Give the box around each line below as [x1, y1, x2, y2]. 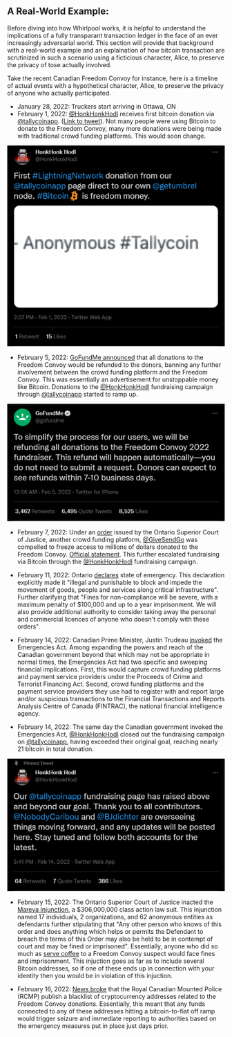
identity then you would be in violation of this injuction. [17, 971, 173, 980]
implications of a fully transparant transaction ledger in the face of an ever [7, 31, 219, 39]
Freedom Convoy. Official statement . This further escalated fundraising [17, 550, 220, 559]
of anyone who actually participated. [7, 89, 112, 97]
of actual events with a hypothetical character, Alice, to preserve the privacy [7, 81, 224, 89]
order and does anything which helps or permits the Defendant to [17, 927, 204, 935]
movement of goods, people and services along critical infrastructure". [17, 586, 219, 594]
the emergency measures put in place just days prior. [17, 1021, 169, 1030]
